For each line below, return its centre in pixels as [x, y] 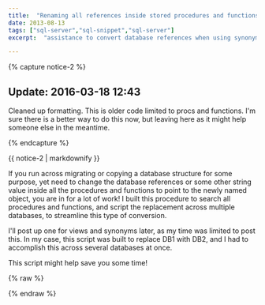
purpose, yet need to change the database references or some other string [130, 182]
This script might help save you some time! [78, 263]
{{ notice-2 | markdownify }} [54, 158]
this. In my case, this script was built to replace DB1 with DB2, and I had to [128, 239]
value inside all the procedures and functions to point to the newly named [127, 190]
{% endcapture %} [39, 143]
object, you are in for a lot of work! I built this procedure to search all [119, 199]
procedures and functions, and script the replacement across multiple [121, 207]
